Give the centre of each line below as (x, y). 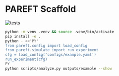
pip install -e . (23, 36)
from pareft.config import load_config (46, 45)
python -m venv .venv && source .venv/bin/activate (59, 32)
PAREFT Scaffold (41, 9)
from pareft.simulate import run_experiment (52, 50)
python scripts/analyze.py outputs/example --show (59, 68)
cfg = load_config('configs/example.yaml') (51, 55)
